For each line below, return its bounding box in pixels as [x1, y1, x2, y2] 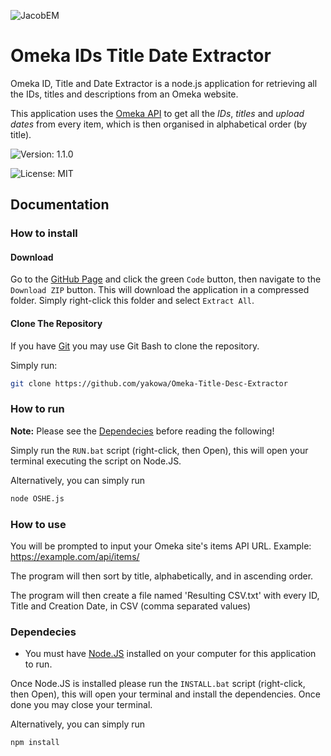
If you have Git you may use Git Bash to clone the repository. [10, 340, 260, 352]
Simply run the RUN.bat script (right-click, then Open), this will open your [10, 444, 309, 456]
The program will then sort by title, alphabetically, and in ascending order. [10, 570, 314, 582]
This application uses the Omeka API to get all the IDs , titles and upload [10, 107, 305, 119]
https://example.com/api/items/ [10, 551, 140, 562]
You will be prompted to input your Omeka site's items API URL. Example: [10, 540, 312, 552]
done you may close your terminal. [10, 699, 153, 711]
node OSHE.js [10, 493, 65, 504]
